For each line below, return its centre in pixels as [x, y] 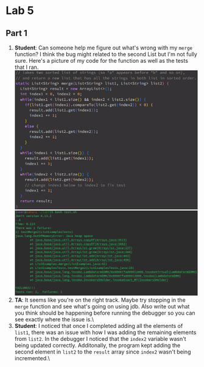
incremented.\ [32, 358]
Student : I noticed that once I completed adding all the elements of [99, 326]
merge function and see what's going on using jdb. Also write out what [102, 307]
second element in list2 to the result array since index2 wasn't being [103, 352]
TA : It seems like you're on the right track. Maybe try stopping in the [100, 300]
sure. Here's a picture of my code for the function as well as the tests [101, 61]
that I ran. [26, 67]
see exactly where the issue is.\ [54, 319]
